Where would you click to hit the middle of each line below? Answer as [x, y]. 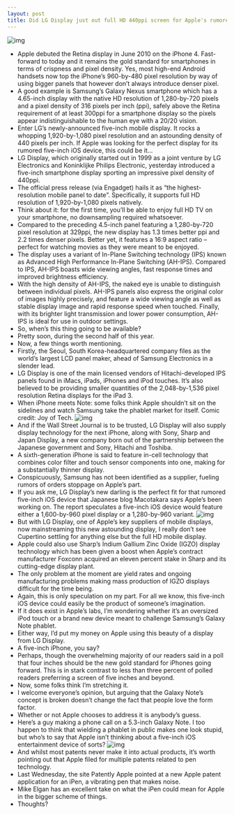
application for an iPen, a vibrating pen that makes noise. [99, 781]
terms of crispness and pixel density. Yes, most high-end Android [111, 68]
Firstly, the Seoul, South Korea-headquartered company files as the [114, 351]
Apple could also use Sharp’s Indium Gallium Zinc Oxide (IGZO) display [119, 544]
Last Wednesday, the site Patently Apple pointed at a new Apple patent [119, 774]
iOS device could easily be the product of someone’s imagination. [111, 603]
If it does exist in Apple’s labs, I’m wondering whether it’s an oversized [118, 611]
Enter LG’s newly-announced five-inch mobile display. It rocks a [109, 128]
